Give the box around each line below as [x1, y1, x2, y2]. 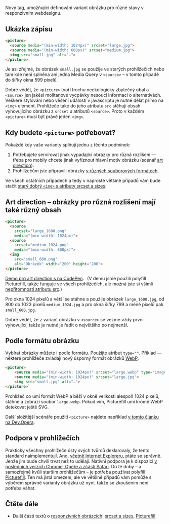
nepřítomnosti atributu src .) [5, 286, 62, 292]
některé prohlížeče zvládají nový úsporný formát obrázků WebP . [5, 355, 139, 361]
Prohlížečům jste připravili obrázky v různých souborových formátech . [12, 168, 159, 174]
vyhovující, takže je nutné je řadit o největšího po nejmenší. [5, 322, 129, 328]
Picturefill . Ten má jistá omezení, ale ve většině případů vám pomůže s [5, 474, 152, 480]
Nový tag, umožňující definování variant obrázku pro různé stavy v [5, 5, 144, 11]
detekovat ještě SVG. [5, 404, 49, 410]
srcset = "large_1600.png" [14, 228, 67, 234]
